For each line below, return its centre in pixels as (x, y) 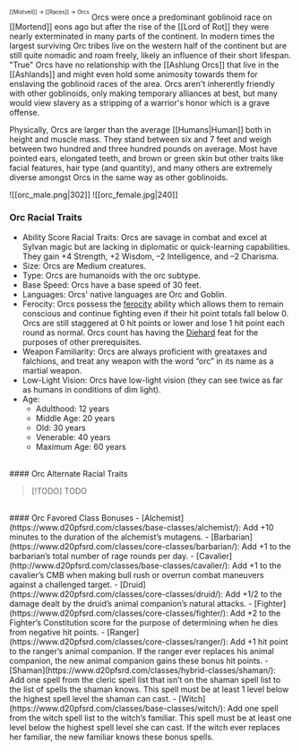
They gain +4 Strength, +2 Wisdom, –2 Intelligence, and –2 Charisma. (150, 256)
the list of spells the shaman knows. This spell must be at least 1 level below (149, 689)
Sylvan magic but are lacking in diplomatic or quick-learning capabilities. (156, 246)
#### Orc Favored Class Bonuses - (74, 518)
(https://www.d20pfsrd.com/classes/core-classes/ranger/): (119, 642)
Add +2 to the (255, 613)
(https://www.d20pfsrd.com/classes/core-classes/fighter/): (119, 613)
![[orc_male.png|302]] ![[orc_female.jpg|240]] (94, 194)
